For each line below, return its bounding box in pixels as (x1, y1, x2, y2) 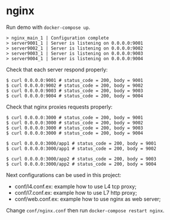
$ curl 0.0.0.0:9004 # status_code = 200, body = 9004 (6, 93, 144, 98)
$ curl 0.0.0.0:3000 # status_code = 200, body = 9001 (6, 114, 144, 120)
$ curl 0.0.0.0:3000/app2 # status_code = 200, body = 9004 (6, 161, 157, 167)
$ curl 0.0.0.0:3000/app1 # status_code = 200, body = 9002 (6, 146, 157, 152)
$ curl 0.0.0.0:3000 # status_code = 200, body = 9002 (6, 120, 144, 126)
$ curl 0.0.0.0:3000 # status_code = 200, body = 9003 (6, 125, 144, 131)
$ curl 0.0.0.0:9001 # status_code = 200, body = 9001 (6, 77, 144, 83)
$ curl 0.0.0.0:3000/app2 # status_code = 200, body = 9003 (6, 156, 157, 162)
